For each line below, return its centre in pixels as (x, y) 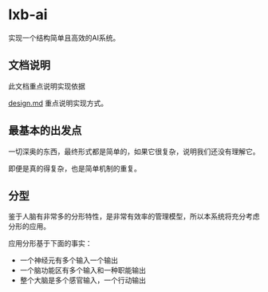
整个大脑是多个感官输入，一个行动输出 (83, 280)
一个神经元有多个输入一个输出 (69, 260)
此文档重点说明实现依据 (47, 86)
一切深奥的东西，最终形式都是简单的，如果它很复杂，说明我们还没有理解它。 (134, 151)
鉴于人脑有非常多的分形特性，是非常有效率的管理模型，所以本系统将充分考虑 (134, 216)
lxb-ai (28, 15)
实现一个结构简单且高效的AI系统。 (64, 37)
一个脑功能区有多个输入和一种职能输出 (83, 270)
